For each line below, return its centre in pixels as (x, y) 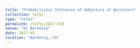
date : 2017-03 (20, 33)
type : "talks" (20, 19)
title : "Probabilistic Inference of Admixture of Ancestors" (71, 10)
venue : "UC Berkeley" (28, 28)
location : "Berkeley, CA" (32, 38)
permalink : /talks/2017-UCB (35, 24)
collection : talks (24, 14)
